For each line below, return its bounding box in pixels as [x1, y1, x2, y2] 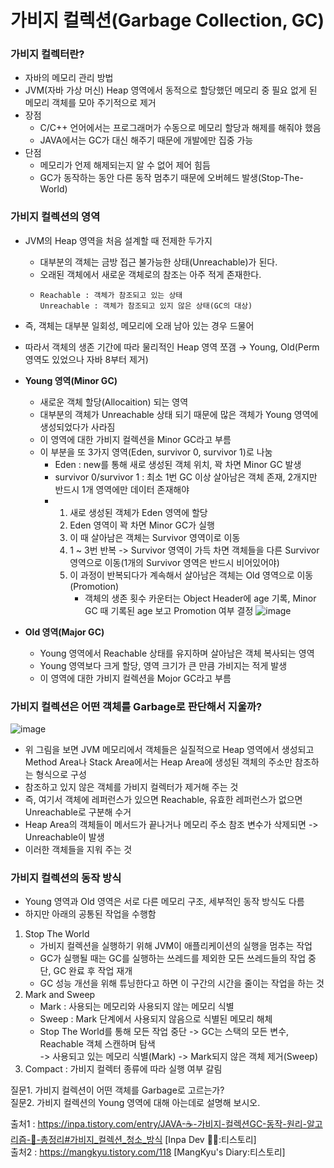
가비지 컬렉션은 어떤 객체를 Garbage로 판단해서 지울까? [10, 699, 263, 713]
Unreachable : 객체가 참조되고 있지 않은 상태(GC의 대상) [39, 301, 253, 311]
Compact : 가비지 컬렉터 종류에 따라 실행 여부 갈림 [24, 1063, 223, 1075]
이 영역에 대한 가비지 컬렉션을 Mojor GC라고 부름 [39, 672, 232, 684]
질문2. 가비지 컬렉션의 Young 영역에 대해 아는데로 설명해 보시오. [10, 1097, 261, 1109]
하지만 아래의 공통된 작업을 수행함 [24, 908, 157, 920]
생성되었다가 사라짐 [39, 421, 116, 433]
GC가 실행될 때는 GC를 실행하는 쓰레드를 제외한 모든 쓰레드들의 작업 [39, 952, 307, 965]
